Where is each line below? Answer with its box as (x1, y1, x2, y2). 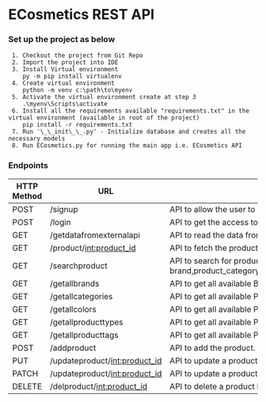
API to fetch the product (169, 242, 259, 253)
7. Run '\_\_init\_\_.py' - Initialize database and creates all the (11, 128, 246, 136)
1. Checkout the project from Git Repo (11, 51, 144, 60)
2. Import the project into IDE (11, 59, 119, 66)
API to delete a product (169, 381, 256, 392)
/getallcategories (50, 290, 113, 301)
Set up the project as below (8, 34, 116, 45)
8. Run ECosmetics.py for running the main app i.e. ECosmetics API (11, 142, 243, 150)
